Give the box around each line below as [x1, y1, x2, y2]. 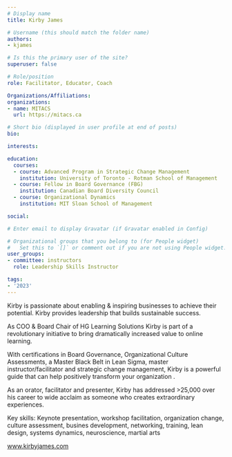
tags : [7, 276, 23, 283]
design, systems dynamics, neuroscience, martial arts [7, 428, 161, 436]
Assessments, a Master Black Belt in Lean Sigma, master [7, 357, 169, 366]
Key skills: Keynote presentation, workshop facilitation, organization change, [7, 413, 224, 422]
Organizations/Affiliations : [7, 92, 91, 99]
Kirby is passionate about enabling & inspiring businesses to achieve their [7, 301, 217, 310]
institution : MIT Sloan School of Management [19, 200, 153, 207]
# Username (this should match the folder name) [7, 29, 150, 36]
